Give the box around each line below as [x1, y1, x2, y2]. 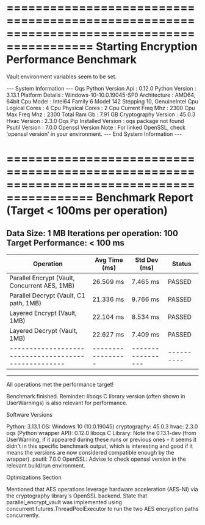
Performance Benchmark [6, 53, 137, 67]
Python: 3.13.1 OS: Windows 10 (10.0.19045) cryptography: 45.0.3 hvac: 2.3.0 [6, 423, 198, 430]
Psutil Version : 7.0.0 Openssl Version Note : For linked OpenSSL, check [6, 124, 186, 131]
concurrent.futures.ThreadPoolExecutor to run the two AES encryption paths [6, 505, 199, 512]
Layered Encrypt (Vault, [9, 308, 77, 317]
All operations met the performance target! [6, 381, 114, 388]
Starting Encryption [95, 40, 198, 54]
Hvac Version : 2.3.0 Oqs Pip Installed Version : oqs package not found [6, 117, 184, 124]
